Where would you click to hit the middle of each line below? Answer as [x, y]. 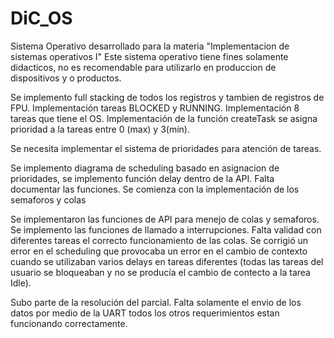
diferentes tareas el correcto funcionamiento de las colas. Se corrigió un [159, 240]
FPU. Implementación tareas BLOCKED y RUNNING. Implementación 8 [155, 108]
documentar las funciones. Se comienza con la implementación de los [155, 189]
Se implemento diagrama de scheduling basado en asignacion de [145, 168]
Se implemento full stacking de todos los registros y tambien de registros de [167, 97]
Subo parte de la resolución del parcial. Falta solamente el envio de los [156, 302]
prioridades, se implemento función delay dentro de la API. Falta [142, 178]
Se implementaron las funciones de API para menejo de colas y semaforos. [165, 219]
